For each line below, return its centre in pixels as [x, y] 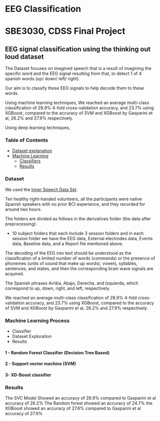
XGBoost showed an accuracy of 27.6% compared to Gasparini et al [73, 408]
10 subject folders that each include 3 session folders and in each [78, 233]
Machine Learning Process [37, 320]
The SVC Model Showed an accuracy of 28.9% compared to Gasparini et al [81, 398]
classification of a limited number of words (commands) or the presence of [80, 258]
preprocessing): [21, 224]
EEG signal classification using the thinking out [78, 49]
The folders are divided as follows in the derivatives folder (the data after [78, 219]
